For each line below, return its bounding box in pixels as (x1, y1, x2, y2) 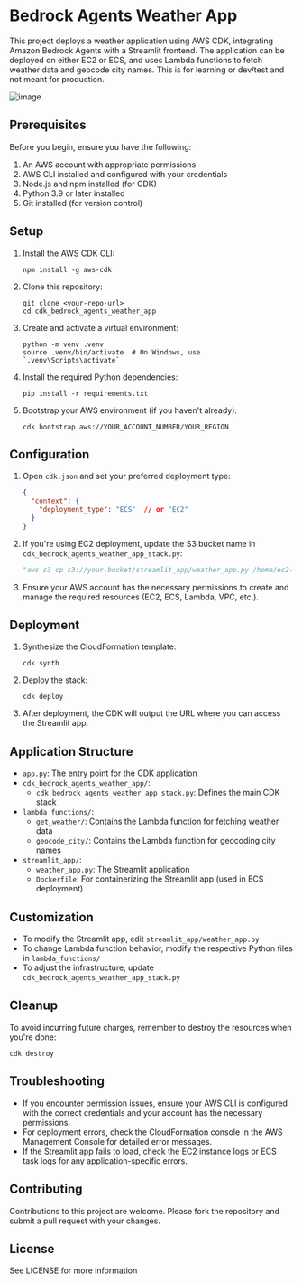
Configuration (9, 447, 90, 462)
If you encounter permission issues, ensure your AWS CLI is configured (22, 1098, 288, 1108)
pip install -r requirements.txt (22, 389, 149, 398)
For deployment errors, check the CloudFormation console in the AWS (22, 1127, 284, 1137)
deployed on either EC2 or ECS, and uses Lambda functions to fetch (9, 54, 263, 65)
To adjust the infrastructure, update (22, 962, 155, 973)
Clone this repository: (22, 281, 103, 292)
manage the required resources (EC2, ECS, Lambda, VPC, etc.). (22, 591, 260, 602)
